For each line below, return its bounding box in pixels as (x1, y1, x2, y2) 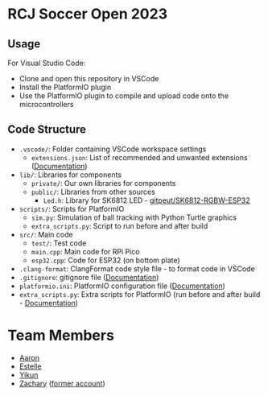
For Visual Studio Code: (7, 58, 86, 68)
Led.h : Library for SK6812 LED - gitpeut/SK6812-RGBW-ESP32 (43, 195, 250, 205)
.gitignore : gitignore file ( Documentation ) (19, 272, 159, 282)
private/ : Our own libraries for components (31, 178, 176, 188)
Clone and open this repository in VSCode (19, 74, 159, 83)
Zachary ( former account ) (19, 378, 105, 388)
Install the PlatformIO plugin (19, 82, 112, 92)
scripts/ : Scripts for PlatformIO (19, 204, 125, 213)
